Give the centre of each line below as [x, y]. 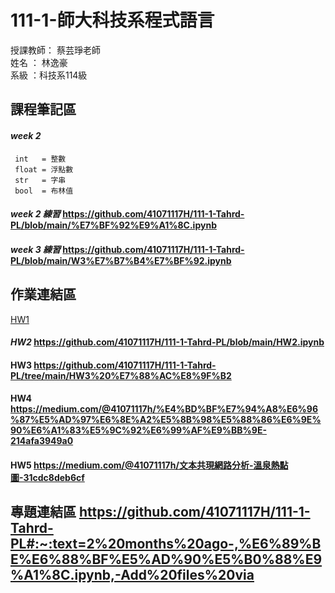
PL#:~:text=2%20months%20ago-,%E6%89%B [166, 544]
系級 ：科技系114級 [49, 75]
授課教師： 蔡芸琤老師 [55, 50]
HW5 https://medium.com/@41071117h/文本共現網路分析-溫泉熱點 [149, 465]
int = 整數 [40, 159]
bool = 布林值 [44, 191]
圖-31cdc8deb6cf [47, 477]
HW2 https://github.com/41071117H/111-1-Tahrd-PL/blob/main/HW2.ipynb [167, 342]
